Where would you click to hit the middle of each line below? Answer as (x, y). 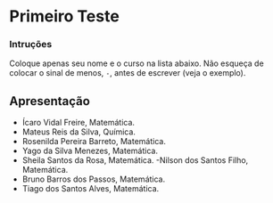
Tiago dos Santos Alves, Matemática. (91, 189)
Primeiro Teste (65, 16)
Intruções (31, 45)
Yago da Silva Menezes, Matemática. (90, 151)
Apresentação (50, 101)
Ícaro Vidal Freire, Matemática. (79, 123)
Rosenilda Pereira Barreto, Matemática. (94, 142)
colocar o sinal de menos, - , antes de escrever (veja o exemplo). (128, 73)
